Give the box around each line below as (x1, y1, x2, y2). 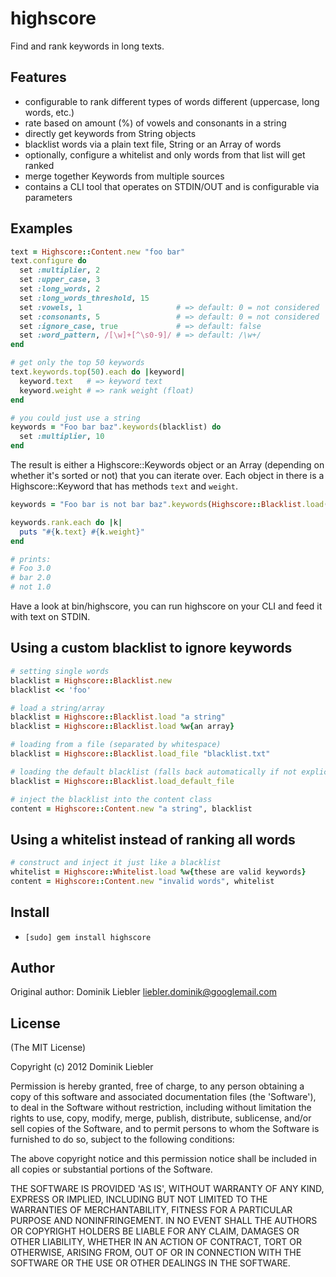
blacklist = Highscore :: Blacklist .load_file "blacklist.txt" (10, 749, 271, 759)
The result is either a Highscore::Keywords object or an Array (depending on (10, 459, 325, 471)
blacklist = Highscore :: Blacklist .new (10, 675, 172, 686)
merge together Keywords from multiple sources (24, 170, 225, 182)
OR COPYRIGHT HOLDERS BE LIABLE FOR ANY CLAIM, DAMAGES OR (10, 1225, 300, 1237)
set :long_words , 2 (19, 284, 101, 294)
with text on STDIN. (10, 611, 91, 623)
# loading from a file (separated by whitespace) (10, 740, 222, 750)
